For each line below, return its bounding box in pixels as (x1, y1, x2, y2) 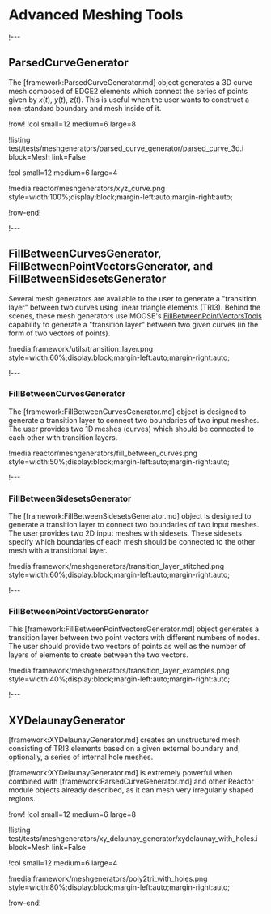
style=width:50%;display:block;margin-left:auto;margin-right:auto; (8, 456, 231, 467)
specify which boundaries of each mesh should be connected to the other (8, 537, 256, 547)
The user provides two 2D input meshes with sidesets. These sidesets (8, 528, 243, 538)
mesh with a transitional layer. (8, 545, 108, 556)
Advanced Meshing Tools (8, 6, 184, 24)
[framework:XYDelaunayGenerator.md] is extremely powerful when (8, 768, 233, 778)
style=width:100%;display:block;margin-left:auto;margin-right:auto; (8, 192, 233, 202)
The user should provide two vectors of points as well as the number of (8, 642, 247, 651)
